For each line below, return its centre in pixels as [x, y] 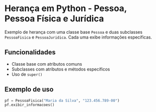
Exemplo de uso [29, 90]
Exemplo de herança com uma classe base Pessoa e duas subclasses [73, 32]
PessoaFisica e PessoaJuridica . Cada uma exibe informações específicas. [78, 37]
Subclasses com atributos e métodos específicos [61, 69]
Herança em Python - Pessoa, [66, 8]
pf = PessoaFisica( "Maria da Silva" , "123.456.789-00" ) [62, 100]
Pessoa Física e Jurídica [54, 19]
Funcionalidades [30, 52]
